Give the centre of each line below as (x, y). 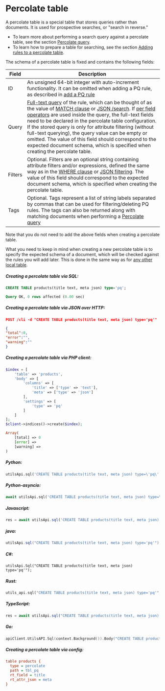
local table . (17, 264)
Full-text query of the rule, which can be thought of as (90, 102)
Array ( (12, 433)
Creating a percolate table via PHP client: (49, 357)
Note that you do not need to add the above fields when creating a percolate (82, 234)
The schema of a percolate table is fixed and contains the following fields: (80, 62)
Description (92, 74)
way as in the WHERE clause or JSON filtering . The (85, 171)
